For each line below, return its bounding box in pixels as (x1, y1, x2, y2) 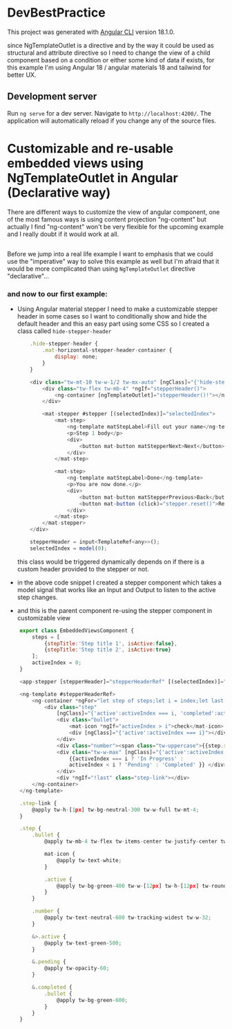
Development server (7, 91, 97, 102)
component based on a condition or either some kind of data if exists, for (7, 55, 215, 64)
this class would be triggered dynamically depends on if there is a (17, 557, 205, 566)
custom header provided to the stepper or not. (17, 564, 150, 573)
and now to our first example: (7, 289, 108, 298)
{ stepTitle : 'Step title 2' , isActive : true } (43, 646, 171, 654)
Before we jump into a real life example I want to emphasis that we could (7, 250, 213, 258)
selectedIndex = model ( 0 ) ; (30, 545, 108, 552)
